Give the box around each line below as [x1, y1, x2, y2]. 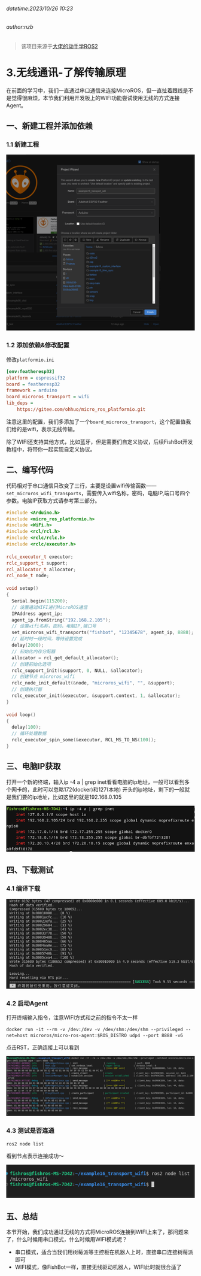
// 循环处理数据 [11, 731, 47, 736]
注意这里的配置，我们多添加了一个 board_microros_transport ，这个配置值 [6, 418, 186, 425]
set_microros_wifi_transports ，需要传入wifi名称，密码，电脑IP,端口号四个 [6, 489, 191, 496]
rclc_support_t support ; [6, 560, 68, 566]
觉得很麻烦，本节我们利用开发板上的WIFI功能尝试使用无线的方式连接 [11, 94, 180, 101]
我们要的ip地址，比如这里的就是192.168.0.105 [11, 793, 122, 801]
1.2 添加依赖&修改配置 [6, 341, 70, 350]
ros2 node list [6, 1141, 44, 1147]
